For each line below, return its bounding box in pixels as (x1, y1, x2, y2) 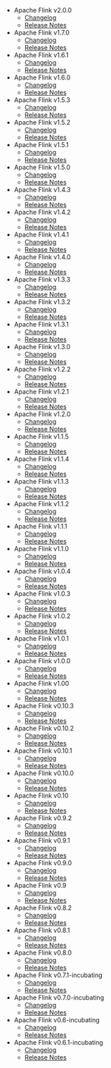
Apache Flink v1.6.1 (13, 51, 69, 59)
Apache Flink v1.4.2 (13, 208, 72, 216)
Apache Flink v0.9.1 (13, 836, 70, 844)
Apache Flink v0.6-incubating (13, 1016, 100, 1024)
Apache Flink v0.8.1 (13, 926, 70, 934)
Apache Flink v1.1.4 (13, 455, 70, 463)
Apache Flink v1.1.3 (13, 477, 69, 485)
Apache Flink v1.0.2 (13, 612, 71, 620)
